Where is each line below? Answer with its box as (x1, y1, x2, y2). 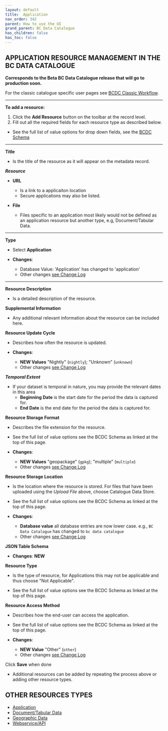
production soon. (5, 80, 42, 86)
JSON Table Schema (5, 543, 49, 549)
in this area (12, 388, 36, 395)
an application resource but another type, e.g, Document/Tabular (19, 217, 154, 223)
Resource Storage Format (5, 414, 59, 420)
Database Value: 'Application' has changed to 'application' (19, 266, 140, 272)
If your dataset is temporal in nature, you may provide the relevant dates (12, 383, 161, 389)
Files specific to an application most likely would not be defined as (19, 212, 157, 218)
